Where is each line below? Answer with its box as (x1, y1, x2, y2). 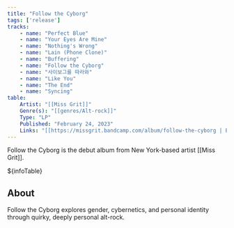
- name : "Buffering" (19, 56, 79, 63)
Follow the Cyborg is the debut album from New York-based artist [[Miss (7, 146, 216, 154)
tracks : (7, 23, 30, 30)
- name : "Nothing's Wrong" (19, 43, 98, 50)
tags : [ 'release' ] (7, 17, 61, 24)
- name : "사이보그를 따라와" (19, 68, 93, 75)
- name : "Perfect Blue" (19, 29, 89, 37)
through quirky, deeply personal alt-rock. (7, 213, 125, 222)
